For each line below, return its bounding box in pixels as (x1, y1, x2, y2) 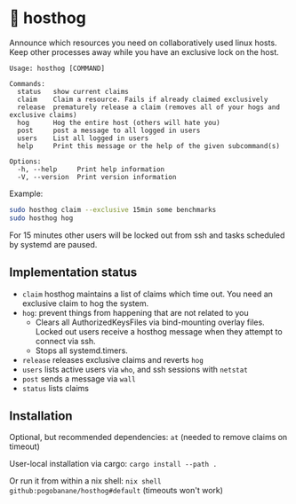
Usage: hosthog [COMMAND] (9, 64, 105, 73)
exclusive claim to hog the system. (21, 297, 149, 309)
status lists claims (21, 382, 89, 393)
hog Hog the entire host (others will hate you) (17, 118, 220, 127)
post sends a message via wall (21, 373, 136, 384)
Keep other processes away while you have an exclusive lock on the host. (9, 46, 280, 57)
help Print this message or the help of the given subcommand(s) (17, 141, 280, 150)
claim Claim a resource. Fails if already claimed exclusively (17, 95, 268, 104)
